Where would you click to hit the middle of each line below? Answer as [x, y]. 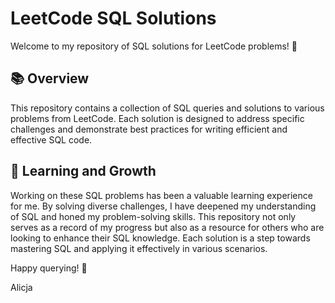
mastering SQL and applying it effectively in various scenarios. [139, 248]
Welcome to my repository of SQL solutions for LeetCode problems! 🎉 [154, 46]
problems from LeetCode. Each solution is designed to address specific [157, 118]
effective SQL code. [51, 139]
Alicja [21, 287]
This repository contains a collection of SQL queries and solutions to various [167, 108]
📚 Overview [50, 78]
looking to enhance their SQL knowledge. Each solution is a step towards [160, 238]
